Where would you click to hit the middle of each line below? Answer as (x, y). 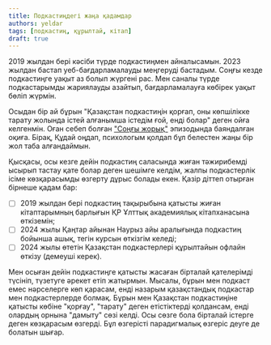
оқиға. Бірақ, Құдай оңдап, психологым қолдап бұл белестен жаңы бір (131, 138)
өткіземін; (37, 221)
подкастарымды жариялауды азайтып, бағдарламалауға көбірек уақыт (132, 87)
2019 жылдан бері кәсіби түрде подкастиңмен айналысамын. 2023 (125, 62)
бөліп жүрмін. (32, 96)
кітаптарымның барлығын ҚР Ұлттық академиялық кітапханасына (135, 212)
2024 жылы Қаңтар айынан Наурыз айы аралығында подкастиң (131, 230)
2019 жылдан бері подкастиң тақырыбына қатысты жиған (120, 203)
